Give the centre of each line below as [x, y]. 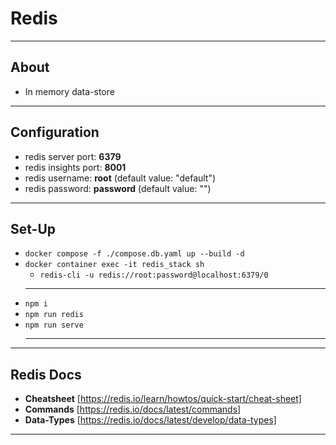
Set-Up [33, 228]
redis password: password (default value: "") [118, 188]
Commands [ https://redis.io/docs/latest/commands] [133, 409]
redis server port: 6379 [73, 156]
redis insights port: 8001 [75, 167]
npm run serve [54, 325]
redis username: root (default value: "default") [120, 178]
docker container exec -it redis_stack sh [114, 265]
